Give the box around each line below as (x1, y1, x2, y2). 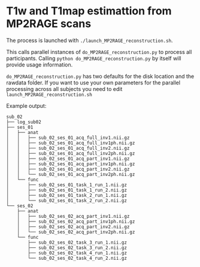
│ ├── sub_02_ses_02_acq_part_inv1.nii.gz (17, 213, 130, 219)
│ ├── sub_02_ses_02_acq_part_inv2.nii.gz (17, 223, 130, 230)
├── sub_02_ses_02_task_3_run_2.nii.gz (28, 244, 128, 251)
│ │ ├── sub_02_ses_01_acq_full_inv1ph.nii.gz (6, 139, 135, 146)
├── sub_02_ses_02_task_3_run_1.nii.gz (28, 239, 128, 245)
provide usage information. (6, 61, 73, 68)
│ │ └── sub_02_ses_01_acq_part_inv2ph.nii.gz (6, 171, 135, 177)
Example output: (6, 102, 47, 109)
